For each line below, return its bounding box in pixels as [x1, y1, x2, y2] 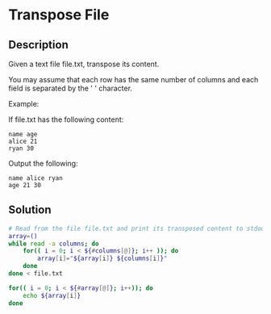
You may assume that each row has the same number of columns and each [8, 75, 259, 84]
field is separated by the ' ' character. [8, 83, 133, 93]
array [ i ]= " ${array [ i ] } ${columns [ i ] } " [37, 254, 168, 263]
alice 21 [8, 137, 38, 145]
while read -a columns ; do [8, 240, 99, 248]
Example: [8, 99, 40, 108]
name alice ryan [8, 174, 63, 182]
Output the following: [8, 159, 78, 168]
